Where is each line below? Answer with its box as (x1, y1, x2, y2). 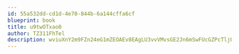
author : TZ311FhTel (7, 29, 65, 37)
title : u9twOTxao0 (7, 23, 62, 30)
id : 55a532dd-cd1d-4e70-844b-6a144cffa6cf (7, 10, 135, 18)
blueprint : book (7, 17, 55, 24)
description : (7, 36, 46, 43)
